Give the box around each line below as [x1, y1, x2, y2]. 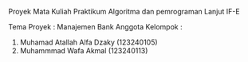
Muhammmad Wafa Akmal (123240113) [19, 46, 148, 55]
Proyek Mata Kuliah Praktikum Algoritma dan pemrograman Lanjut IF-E [8, 7, 241, 16]
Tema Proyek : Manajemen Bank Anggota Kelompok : [8, 22, 183, 31]
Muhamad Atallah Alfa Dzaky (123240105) [19, 37, 158, 47]
